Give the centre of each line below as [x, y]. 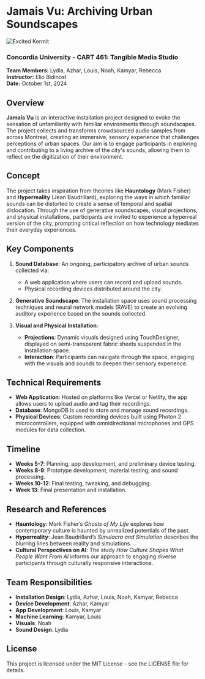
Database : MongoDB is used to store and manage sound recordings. [102, 410]
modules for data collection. [50, 430]
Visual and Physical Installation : [57, 325]
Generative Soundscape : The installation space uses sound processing [106, 300]
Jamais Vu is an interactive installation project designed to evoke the [93, 118]
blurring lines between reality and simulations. [73, 544]
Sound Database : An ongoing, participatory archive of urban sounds [102, 264]
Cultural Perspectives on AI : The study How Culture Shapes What [99, 550]
